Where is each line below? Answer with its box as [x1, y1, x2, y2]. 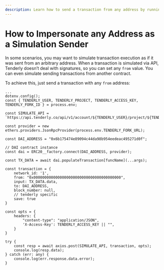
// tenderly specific [14, 192, 58, 197]
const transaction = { [5, 166, 51, 171]
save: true [14, 196, 36, 201]
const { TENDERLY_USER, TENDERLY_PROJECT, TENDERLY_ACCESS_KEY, [5, 98, 139, 103]
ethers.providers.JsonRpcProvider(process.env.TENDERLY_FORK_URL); [5, 128, 145, 133]
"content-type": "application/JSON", [22, 218, 99, 223]
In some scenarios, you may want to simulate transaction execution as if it [5, 55, 154, 61]
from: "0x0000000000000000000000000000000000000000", [14, 175, 125, 180]
